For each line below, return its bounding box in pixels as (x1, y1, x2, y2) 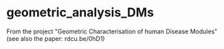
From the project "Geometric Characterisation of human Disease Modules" (6, 27, 218, 35)
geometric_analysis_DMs (6, 5, 154, 20)
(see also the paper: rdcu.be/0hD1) (6, 34, 105, 42)
